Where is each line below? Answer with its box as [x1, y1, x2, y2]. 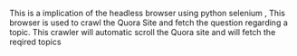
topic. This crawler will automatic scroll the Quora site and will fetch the [9, 27, 276, 37]
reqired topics [9, 36, 62, 47]
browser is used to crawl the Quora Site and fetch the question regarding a [9, 17, 288, 28]
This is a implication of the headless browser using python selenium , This [9, 8, 285, 18]
